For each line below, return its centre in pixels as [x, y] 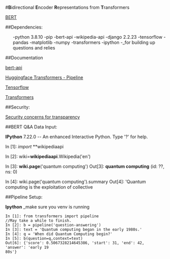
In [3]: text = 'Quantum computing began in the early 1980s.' [74, 229]
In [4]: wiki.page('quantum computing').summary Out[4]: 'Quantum [76, 182]
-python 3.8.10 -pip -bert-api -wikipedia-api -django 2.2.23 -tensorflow [88, 37]
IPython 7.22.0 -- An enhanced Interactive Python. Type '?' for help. [77, 137]
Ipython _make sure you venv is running [48, 207]
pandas [21, 42]
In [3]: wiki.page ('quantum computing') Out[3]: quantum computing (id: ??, [85, 166]
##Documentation [24, 58]
